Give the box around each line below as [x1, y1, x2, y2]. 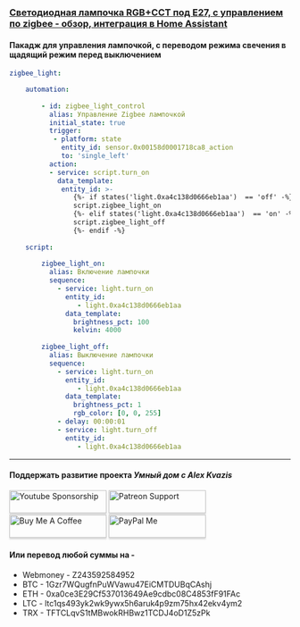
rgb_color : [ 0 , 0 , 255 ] [72, 409, 162, 418]
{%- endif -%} [72, 226, 126, 235]
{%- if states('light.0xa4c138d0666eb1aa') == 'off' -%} [72, 193, 294, 202]
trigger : [48, 127, 82, 136]
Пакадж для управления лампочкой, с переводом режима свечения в [9, 39, 287, 50]
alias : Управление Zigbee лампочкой [48, 110, 186, 119]
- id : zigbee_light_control [41, 101, 146, 111]
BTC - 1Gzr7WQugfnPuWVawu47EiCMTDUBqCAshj [21, 579, 212, 589]
